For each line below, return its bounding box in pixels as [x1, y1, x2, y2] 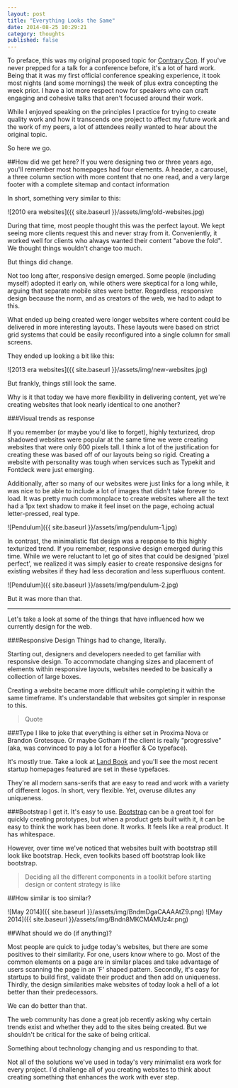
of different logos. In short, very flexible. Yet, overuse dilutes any [7, 786, 196, 795]
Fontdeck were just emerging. [7, 466, 94, 474]
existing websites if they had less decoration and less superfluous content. [7, 567, 226, 576]
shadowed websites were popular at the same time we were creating [7, 435, 208, 444]
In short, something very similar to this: [7, 194, 121, 203]
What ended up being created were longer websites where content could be [7, 315, 230, 324]
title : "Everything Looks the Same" [7, 17, 115, 24]
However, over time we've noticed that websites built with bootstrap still [7, 844, 217, 853]
